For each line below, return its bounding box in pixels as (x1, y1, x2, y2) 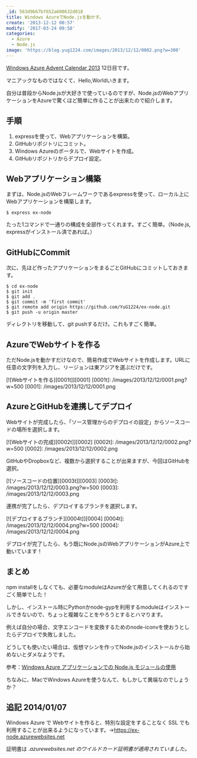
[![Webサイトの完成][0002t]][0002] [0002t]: (6, 438, 114, 445)
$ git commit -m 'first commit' (6, 299, 86, 305)
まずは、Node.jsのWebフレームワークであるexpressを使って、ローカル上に (6, 191, 189, 198)
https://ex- (114, 727, 140, 734)
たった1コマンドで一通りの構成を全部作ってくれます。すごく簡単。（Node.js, (6, 221, 191, 228)
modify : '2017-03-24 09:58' (6, 25, 76, 31)
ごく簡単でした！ (6, 590, 48, 598)
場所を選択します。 (16, 426, 63, 433)
